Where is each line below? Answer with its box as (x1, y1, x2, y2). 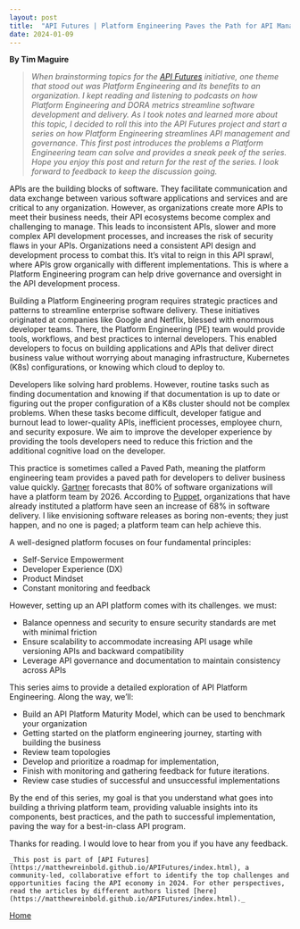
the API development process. (9, 278, 121, 289)
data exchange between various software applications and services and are (9, 193, 288, 203)
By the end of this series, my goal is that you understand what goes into (9, 792, 274, 803)
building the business (21, 737, 101, 748)
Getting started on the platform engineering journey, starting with (21, 728, 262, 739)
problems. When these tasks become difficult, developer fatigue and (9, 408, 262, 419)
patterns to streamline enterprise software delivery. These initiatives (9, 305, 261, 316)
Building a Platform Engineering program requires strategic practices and (9, 295, 279, 306)
